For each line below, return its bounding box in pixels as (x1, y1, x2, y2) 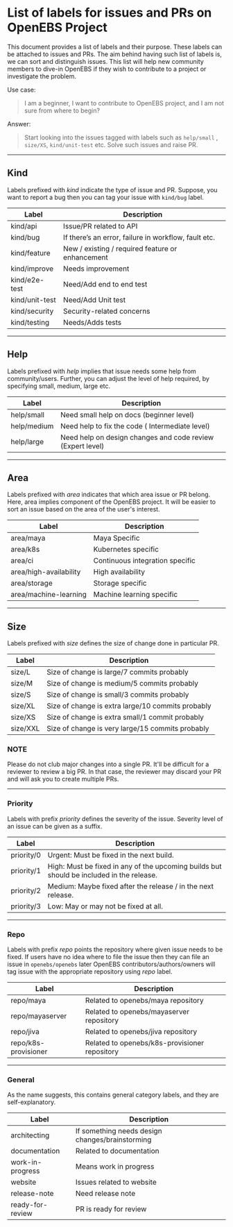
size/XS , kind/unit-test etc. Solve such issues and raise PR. (24, 140, 198, 149)
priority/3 (10, 901, 42, 911)
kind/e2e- (10, 275, 45, 285)
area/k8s (10, 545, 40, 555)
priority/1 (10, 865, 42, 875)
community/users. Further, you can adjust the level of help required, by (7, 374, 210, 382)
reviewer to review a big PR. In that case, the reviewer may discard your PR (7, 768, 222, 776)
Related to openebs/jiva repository (85, 1027, 198, 1037)
